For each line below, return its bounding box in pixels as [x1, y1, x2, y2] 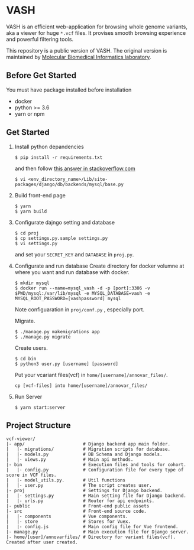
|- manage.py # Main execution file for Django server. [6, 529, 189, 535]
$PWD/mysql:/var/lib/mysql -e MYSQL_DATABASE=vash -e [14, 290, 150, 296]
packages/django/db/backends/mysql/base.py [14, 181, 124, 187]
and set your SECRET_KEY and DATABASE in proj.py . [14, 250, 134, 258]
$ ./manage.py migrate [14, 334, 71, 340]
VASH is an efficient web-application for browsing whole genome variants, [6, 23, 187, 30]
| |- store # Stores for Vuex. [6, 519, 131, 525]
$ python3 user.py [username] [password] [14, 361, 118, 367]
